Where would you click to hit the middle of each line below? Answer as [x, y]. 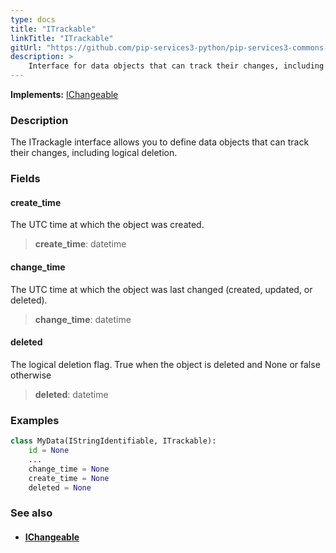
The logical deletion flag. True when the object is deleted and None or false [165, 364]
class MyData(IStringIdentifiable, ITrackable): [113, 441]
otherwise [31, 375]
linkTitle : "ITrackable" [62, 38]
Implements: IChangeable [64, 94]
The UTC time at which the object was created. [107, 225]
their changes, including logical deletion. [94, 153]
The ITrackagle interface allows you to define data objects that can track [160, 142]
